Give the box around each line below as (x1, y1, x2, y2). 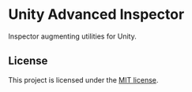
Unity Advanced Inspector (8, 6, 185, 24)
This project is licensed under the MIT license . (8, 75, 159, 84)
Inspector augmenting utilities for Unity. (8, 31, 137, 41)
